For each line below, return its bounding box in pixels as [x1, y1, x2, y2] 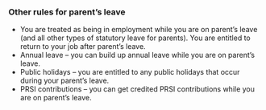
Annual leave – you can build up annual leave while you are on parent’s [19, 51, 256, 60]
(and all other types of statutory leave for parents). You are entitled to [19, 33, 251, 43]
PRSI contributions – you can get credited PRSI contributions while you [19, 84, 256, 94]
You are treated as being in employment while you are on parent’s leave [19, 25, 258, 35]
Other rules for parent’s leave [8, 6, 127, 18]
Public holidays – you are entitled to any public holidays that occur [19, 67, 240, 77]
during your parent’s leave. [19, 75, 110, 86]
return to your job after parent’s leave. [19, 42, 147, 51]
